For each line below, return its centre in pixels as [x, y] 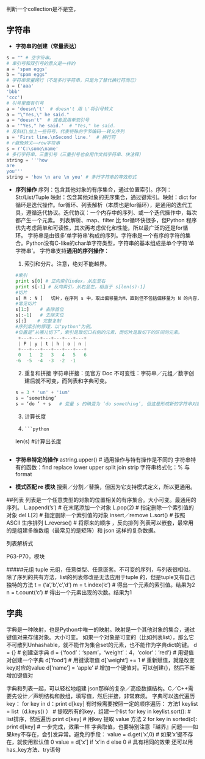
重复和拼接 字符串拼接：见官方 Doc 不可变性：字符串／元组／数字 [106, 373]
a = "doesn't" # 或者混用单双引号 [48, 120]
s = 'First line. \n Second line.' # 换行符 [61, 137]
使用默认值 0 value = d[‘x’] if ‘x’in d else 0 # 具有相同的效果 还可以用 [108, 742]
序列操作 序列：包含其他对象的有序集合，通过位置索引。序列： [93, 190]
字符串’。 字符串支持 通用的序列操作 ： [62, 251]
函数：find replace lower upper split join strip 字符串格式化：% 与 [108, 467]
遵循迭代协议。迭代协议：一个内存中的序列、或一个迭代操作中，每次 [111, 212]
